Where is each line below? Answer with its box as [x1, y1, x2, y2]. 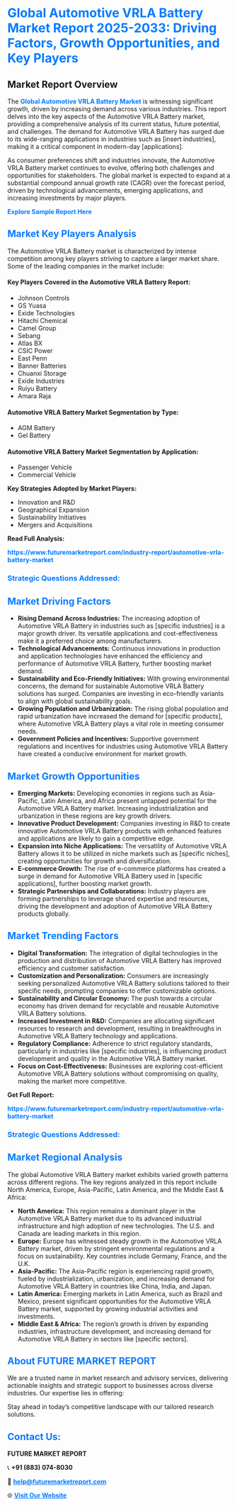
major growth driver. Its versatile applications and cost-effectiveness [17, 629, 218, 638]
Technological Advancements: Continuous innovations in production [17, 644, 221, 653]
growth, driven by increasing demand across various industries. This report [7, 105, 227, 113]
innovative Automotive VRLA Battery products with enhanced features [17, 826, 222, 835]
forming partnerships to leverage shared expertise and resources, [17, 894, 210, 903]
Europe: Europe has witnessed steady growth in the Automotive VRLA [17, 1237, 222, 1245]
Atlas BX [17, 339, 43, 348]
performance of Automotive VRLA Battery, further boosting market [17, 659, 212, 668]
